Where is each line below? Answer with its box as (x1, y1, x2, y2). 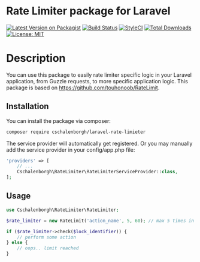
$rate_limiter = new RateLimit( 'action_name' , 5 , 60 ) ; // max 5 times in (6, 218, 195, 224)
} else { (6, 240, 28, 246)
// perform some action (17, 234, 77, 240)
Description (6, 52, 66, 65)
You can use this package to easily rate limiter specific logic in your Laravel (6, 71, 192, 79)
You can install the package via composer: (6, 117, 111, 124)
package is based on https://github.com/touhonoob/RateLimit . (6, 84, 160, 91)
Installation (6, 101, 49, 112)
